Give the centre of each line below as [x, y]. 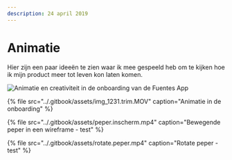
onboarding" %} [30, 109]
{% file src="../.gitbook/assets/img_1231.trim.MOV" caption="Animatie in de [114, 101]
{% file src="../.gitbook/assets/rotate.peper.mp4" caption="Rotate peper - [113, 143]
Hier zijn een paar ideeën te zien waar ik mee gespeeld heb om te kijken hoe [116, 67]
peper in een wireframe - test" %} [55, 130]
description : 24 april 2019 [48, 14]
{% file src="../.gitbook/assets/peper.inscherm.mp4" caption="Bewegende [114, 122]
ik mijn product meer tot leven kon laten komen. [75, 74]
